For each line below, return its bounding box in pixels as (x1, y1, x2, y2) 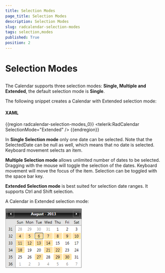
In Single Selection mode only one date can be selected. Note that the (5, 136, 153, 142)
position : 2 (5, 41, 30, 46)
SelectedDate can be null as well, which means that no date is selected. (5, 142, 155, 148)
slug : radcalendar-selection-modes (5, 24, 80, 29)
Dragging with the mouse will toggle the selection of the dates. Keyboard (5, 162, 157, 168)
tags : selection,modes (5, 29, 53, 35)
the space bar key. (5, 173, 44, 179)
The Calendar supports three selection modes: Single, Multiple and (5, 83, 146, 89)
